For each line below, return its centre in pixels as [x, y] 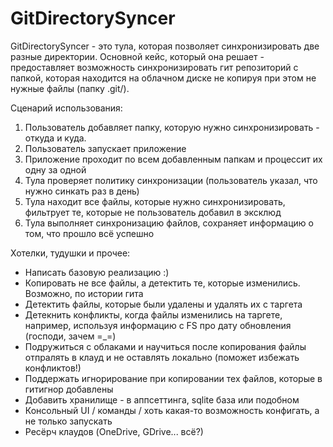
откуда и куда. [55, 138]
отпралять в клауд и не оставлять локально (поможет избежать [162, 357]
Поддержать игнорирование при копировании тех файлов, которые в [173, 378]
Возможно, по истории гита [84, 293]
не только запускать [68, 421]
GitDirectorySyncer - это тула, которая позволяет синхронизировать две [165, 46]
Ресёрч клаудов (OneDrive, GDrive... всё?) [114, 431]
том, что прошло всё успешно [89, 233]
